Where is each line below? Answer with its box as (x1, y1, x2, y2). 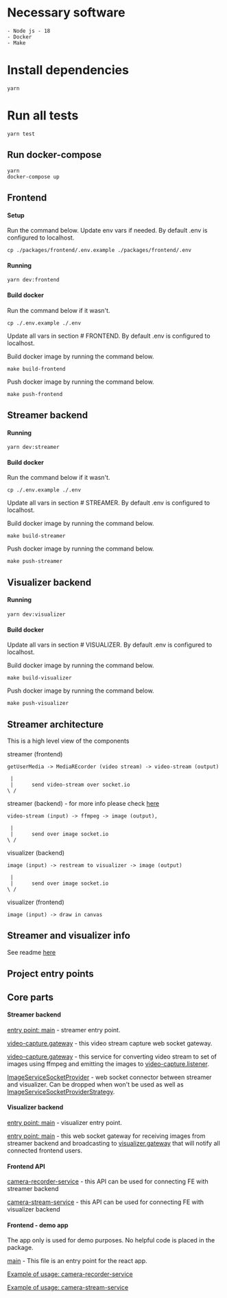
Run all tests (7, 108, 79, 124)
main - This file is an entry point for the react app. (7, 1257, 147, 1265)
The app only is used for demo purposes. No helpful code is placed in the (7, 1236, 215, 1244)
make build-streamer (7, 533, 67, 540)
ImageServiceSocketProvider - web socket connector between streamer (7, 1073, 212, 1081)
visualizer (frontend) (7, 898, 65, 907)
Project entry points (7, 968, 94, 980)
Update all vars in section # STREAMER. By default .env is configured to (7, 499, 211, 507)
